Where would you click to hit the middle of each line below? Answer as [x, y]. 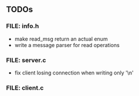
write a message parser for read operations [67, 45]
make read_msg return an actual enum [61, 39]
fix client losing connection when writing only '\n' [74, 73]
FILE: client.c [25, 88]
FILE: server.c [26, 60]
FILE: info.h [23, 26]
